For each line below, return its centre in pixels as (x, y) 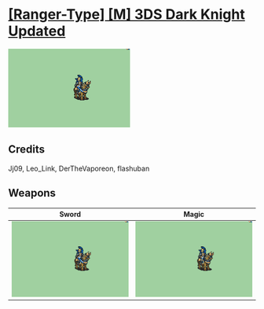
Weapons (32, 193)
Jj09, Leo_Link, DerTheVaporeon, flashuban (79, 168)
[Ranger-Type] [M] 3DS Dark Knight (126, 15)
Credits (27, 150)
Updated (37, 31)
